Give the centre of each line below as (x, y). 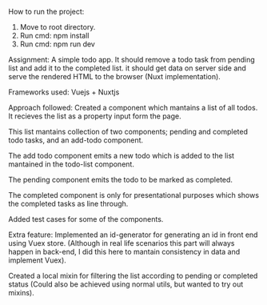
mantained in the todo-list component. (71, 164)
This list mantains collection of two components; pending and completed (128, 132)
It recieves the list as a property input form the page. (95, 116)
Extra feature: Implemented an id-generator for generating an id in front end (133, 235)
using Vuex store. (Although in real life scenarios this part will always (122, 243)
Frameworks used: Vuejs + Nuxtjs (64, 92)
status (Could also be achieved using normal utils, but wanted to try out (126, 284)
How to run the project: (46, 12)
